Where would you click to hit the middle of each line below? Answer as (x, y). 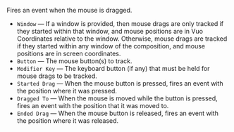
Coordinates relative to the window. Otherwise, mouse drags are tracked (122, 39)
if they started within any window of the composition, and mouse (111, 46)
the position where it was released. (68, 121)
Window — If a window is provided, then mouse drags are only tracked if (120, 24)
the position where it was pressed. (67, 91)
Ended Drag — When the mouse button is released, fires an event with (118, 113)
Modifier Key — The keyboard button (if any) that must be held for (113, 68)
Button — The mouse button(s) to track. (74, 61)
